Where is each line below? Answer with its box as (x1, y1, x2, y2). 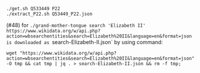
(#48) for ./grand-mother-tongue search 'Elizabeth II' (6, 22, 146, 28)
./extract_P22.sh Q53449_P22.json (6, 11, 93, 17)
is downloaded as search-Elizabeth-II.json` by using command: (6, 39, 163, 45)
